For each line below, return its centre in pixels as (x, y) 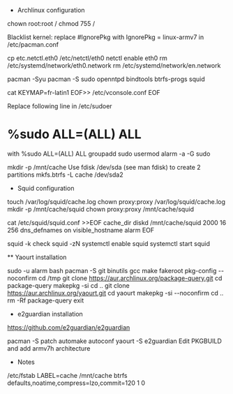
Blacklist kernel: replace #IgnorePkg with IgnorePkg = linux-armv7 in (106, 37)
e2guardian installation (50, 314)
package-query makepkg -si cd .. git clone (69, 285)
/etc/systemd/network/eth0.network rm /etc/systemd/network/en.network (114, 65)
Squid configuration (46, 188)
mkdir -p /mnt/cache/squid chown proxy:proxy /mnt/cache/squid (100, 209)
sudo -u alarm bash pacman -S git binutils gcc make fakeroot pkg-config (112, 270)
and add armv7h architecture (49, 348)
